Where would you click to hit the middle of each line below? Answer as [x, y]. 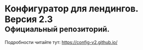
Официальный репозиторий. [57, 29]
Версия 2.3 [29, 19]
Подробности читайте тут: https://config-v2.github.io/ [61, 42]
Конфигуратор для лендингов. [71, 9]
